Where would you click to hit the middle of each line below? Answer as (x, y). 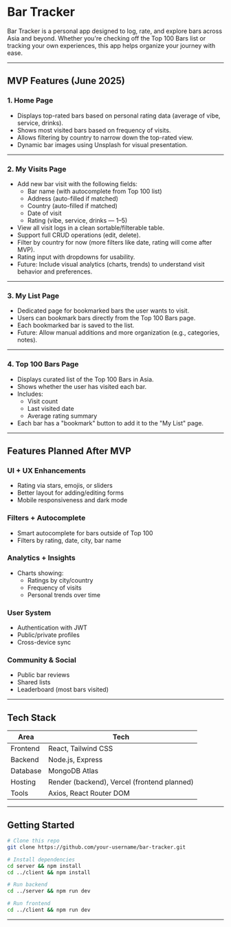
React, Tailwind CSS (80, 748)
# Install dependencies (41, 860)
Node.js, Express (75, 760)
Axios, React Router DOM (89, 793)
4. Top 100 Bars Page (43, 364)
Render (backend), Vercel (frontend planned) (121, 782)
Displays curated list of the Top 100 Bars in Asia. (85, 379)
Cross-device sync (44, 643)
